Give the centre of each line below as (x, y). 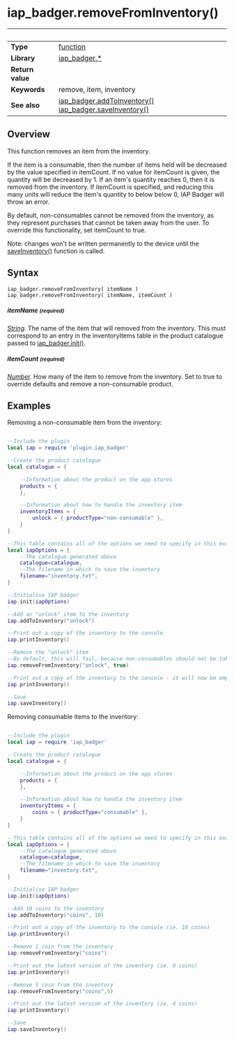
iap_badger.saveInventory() (104, 110)
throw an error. (29, 202)
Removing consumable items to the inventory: (73, 717)
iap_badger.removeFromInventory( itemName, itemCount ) (90, 295)
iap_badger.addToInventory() (106, 100)
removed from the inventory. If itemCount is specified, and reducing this (110, 187)
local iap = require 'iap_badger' (57, 742)
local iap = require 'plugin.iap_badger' (68, 448)
